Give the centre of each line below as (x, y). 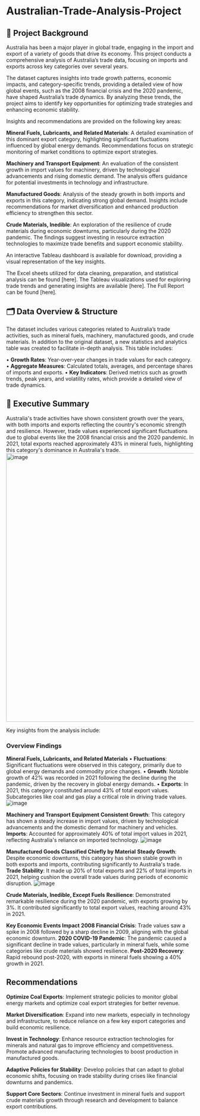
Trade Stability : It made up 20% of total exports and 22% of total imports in (99, 871)
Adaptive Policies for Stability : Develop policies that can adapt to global (95, 1069)
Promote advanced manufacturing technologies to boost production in (92, 1052)
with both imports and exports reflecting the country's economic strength (96, 425)
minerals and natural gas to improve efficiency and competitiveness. (90, 1045)
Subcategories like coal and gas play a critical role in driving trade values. (96, 797)
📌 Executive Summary (48, 404)
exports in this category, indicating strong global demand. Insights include (97, 200)
